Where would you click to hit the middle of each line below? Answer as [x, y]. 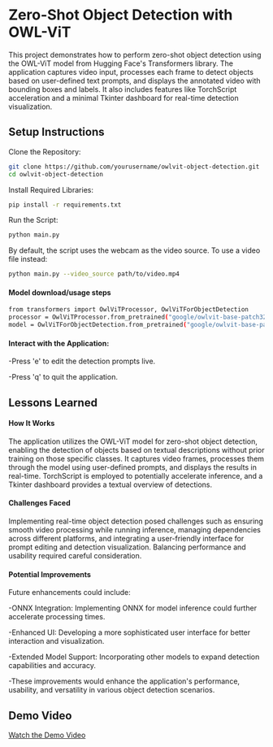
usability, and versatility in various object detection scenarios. [112, 690]
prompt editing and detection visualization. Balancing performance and [127, 547]
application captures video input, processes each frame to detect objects [131, 72]
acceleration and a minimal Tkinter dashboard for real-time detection [124, 98]
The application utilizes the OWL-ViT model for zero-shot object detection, [133, 441]
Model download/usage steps [60, 292]
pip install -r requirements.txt [65, 205]
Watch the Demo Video [47, 735]
